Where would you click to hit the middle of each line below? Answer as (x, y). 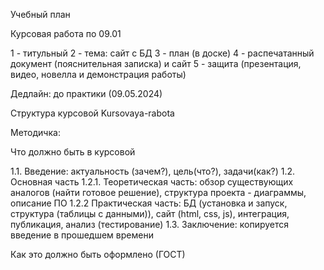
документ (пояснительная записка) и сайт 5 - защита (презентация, (156, 63)
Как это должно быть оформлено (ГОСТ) (98, 254)
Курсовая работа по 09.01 (66, 33)
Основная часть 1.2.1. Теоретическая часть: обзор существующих (152, 182)
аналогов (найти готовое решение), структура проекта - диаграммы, (158, 192)
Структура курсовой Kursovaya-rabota (92, 113)
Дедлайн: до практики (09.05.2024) (86, 93)
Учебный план (40, 14)
